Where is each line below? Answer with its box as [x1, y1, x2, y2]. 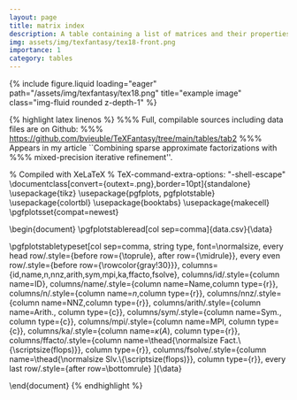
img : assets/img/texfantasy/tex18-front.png [9, 37, 176, 47]
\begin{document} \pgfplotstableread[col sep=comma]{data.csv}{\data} [9, 224, 273, 235]
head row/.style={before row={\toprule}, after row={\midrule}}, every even [9, 250, 281, 261]
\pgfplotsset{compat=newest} [9, 207, 119, 217]
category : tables [9, 54, 73, 63]
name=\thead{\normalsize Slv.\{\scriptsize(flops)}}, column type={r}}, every [9, 354, 286, 364]
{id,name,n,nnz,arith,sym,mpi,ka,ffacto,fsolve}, [9, 269, 180, 280]
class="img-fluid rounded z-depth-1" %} [9, 97, 157, 107]
